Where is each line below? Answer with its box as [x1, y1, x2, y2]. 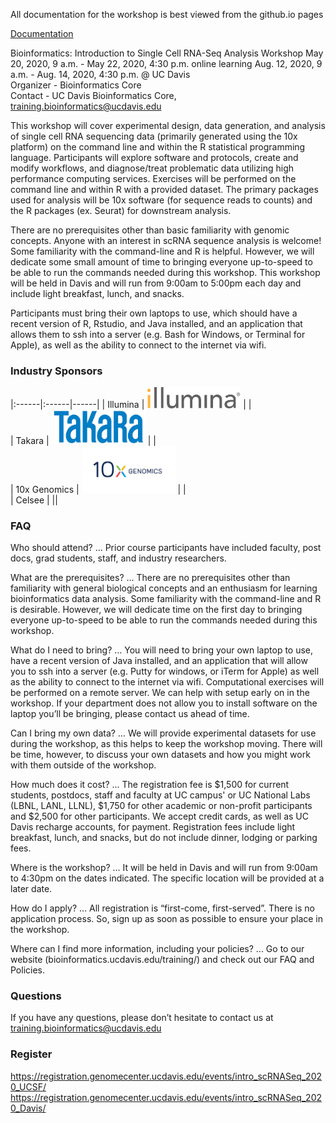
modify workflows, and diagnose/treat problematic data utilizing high [10, 162, 295, 174]
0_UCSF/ [10, 1080, 47, 1093]
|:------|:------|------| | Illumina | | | [10, 399, 252, 411]
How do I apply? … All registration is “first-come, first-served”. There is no [10, 902, 315, 914]
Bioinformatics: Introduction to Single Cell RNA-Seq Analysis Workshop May [10, 47, 324, 59]
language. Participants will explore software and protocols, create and [10, 152, 299, 163]
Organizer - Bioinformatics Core [10, 79, 142, 91]
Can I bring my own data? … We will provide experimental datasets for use [10, 727, 317, 739]
